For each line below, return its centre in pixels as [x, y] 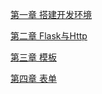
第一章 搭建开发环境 [51, 14]
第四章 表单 [33, 78]
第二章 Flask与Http [49, 36]
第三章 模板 [33, 57]
